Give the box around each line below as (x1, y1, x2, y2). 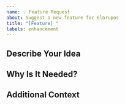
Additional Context (6, 89, 80, 100)
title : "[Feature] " (6, 20, 59, 26)
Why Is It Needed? (6, 69, 78, 80)
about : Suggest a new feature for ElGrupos (6, 15, 119, 21)
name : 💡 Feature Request (6, 9, 70, 15)
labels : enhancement (6, 26, 59, 32)
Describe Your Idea (6, 48, 81, 58)
